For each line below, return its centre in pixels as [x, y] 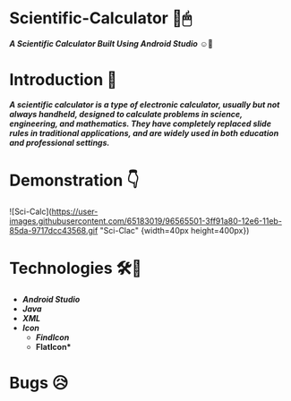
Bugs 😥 [39, 383]
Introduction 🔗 [64, 80]
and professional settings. [60, 142]
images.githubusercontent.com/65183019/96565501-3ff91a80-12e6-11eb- [145, 221]
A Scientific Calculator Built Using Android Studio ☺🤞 [111, 43]
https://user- [75, 211]
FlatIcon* [53, 346]
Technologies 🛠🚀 [76, 269]
